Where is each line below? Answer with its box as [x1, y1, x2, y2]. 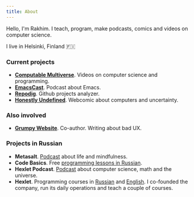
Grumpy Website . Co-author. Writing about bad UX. [14, 125, 142, 132]
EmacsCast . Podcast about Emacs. [14, 83, 102, 91]
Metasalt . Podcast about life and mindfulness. [14, 153, 128, 160]
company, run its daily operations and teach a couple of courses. [14, 184, 173, 191]
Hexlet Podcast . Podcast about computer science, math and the [14, 165, 172, 172]
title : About [6, 8, 38, 15]
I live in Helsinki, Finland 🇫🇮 [6, 43, 76, 50]
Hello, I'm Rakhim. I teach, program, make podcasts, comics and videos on [6, 25, 188, 32]
